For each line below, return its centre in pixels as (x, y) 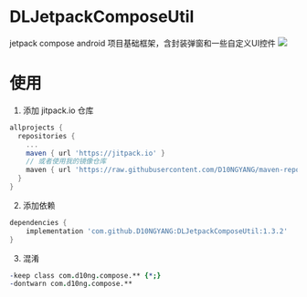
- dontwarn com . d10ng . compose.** (71, 284)
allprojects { (37, 128)
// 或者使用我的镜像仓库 (66, 161)
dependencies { (38, 222)
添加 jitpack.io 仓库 (58, 110)
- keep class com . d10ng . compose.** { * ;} (85, 275)
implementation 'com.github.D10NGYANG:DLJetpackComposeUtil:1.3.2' (157, 231)
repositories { (47, 136)
